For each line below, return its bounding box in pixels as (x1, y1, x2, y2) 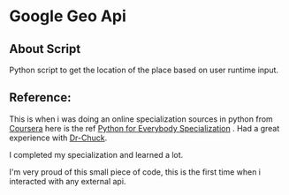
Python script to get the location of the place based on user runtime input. (9, 64, 279, 75)
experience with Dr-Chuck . (9, 132, 108, 143)
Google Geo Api (9, 6, 126, 26)
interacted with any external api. (9, 176, 126, 186)
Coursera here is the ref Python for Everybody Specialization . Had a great (9, 123, 280, 133)
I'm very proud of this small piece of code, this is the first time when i (9, 166, 261, 177)
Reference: (9, 90, 72, 105)
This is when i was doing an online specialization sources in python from (9, 113, 274, 124)
